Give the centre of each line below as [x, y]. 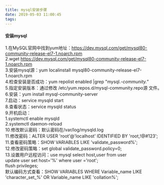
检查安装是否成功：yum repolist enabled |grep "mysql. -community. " [79, 81]
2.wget [12, 58]
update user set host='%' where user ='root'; [52, 160]
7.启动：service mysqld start [34, 100]
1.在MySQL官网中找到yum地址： [38, 47]
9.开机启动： [18, 112]
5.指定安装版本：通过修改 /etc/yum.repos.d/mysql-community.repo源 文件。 [84, 87]
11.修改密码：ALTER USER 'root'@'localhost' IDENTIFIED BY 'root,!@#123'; [82, 136]
